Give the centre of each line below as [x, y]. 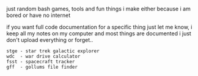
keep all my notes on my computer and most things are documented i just [99, 33]
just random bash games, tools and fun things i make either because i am [98, 9]
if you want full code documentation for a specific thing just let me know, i [99, 27]
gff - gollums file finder [42, 67]
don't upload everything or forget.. [50, 40]
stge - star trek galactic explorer [53, 51]
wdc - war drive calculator [43, 57]
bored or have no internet [38, 15]
